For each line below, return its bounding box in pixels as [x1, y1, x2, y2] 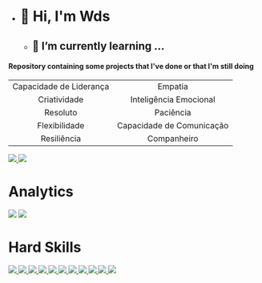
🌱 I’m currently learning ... [31, 39, 165, 53]
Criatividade [38, 94, 84, 105]
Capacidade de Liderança [12, 80, 110, 91]
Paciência [154, 107, 191, 118]
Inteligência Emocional [130, 94, 216, 105]
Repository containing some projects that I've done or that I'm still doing [8, 62, 254, 71]
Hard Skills [8, 238, 82, 256]
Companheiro [147, 132, 199, 144]
